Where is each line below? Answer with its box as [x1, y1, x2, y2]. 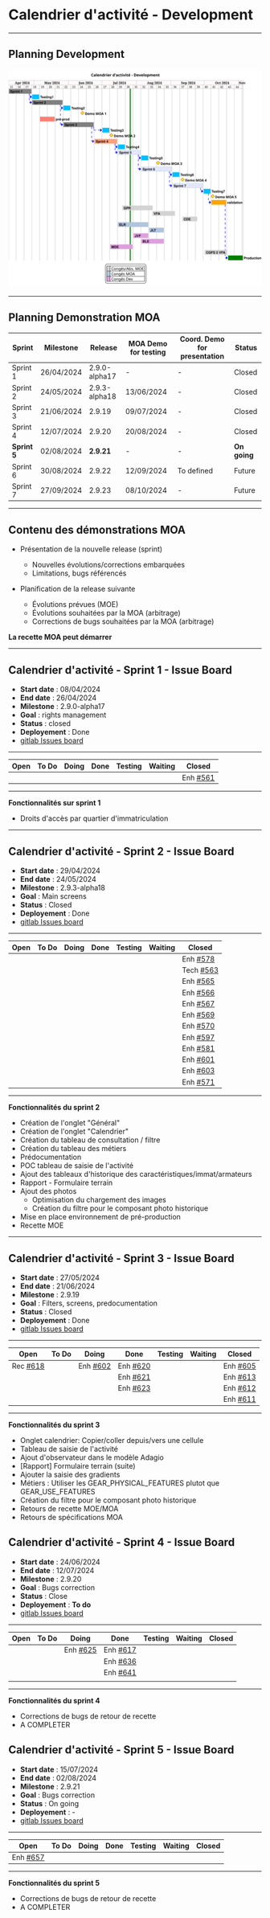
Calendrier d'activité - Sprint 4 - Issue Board [8, 1535, 235, 1549]
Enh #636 [103, 1656, 137, 1666]
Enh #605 [223, 1361, 256, 1371]
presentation [180, 351, 225, 361]
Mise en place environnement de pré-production [19, 1212, 181, 1222]
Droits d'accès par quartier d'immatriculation [19, 814, 169, 823]
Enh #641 [103, 1667, 137, 1677]
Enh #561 [182, 773, 215, 782]
